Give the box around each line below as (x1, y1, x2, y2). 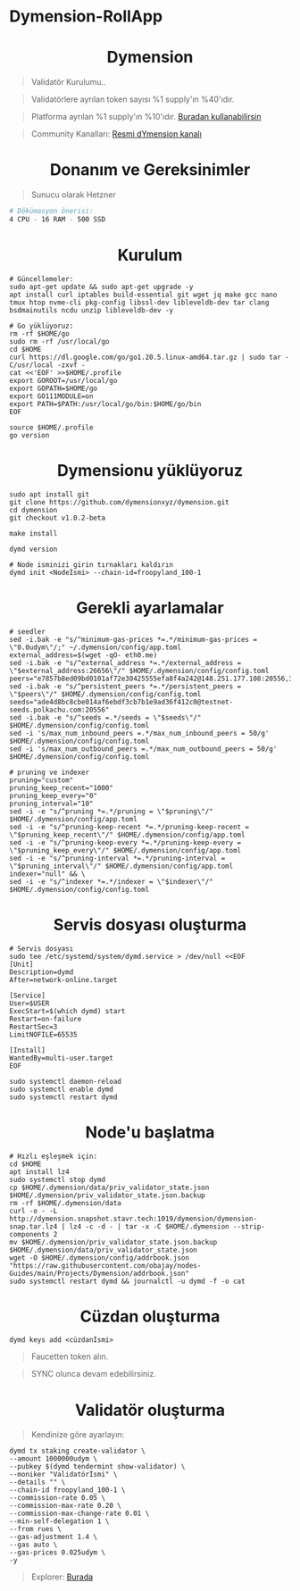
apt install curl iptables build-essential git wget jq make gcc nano (9, 290, 278, 299)
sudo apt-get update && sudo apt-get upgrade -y (9, 282, 194, 291)
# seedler (9, 627, 46, 636)
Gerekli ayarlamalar (75, 597, 225, 618)
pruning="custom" (9, 775, 74, 785)
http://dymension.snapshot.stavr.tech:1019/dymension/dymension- (9, 1214, 257, 1223)
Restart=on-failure (9, 1014, 82, 1023)
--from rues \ (9, 1525, 62, 1534)
